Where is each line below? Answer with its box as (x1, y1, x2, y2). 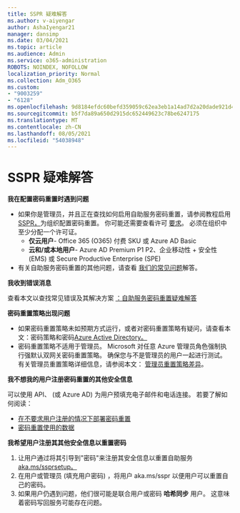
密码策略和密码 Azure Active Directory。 (30, 333, 148, 342)
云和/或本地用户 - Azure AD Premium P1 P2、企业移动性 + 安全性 (28, 246, 218, 254)
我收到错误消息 (7, 279, 51, 287)
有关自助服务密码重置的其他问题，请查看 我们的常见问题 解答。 (17, 264, 201, 272)
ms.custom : (7, 84, 40, 91)
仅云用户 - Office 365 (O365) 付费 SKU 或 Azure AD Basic (28, 236, 196, 245)
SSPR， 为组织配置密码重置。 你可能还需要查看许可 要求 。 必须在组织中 (17, 219, 227, 227)
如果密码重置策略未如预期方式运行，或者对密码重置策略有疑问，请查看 (17, 324, 225, 333)
